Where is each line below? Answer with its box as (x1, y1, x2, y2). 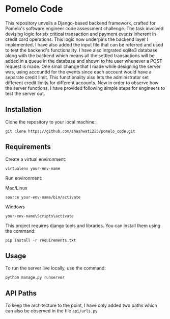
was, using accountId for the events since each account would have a (5, 68, 152, 75)
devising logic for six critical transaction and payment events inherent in (5, 31, 156, 37)
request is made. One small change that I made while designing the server (5, 63, 161, 69)
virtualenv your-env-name (5, 166, 60, 171)
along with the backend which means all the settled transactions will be (5, 52, 155, 59)
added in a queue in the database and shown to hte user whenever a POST (5, 58, 163, 64)
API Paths (5, 289, 37, 298)
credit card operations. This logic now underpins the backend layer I (5, 36, 149, 42)
